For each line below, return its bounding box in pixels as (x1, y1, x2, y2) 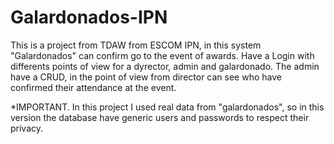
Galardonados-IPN (10, 6, 168, 29)
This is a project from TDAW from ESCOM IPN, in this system (10, 39, 262, 51)
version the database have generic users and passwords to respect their (10, 111, 310, 123)
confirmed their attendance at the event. (10, 81, 177, 93)
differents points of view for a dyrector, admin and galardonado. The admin (10, 60, 320, 72)
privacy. (10, 122, 44, 134)
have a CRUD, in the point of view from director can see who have (10, 71, 282, 83)
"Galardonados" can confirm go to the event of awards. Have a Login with (10, 49, 315, 61)
